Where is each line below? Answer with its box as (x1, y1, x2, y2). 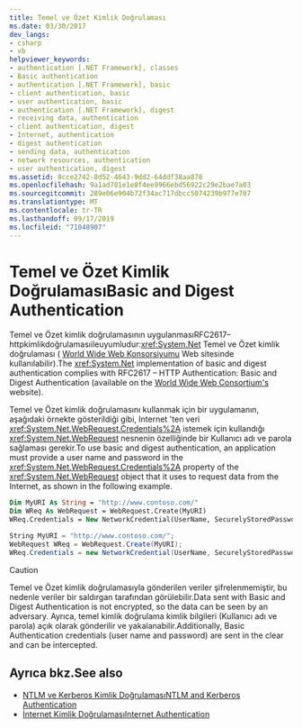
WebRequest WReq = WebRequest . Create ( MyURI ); (9, 540, 182, 549)
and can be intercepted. (9, 639, 98, 650)
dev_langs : (9, 30, 50, 39)
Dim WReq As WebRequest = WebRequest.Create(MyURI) (9, 506, 207, 516)
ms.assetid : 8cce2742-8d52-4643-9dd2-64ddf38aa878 (9, 172, 203, 181)
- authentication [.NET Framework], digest (9, 105, 175, 114)
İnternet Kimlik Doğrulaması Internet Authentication (22, 708, 210, 719)
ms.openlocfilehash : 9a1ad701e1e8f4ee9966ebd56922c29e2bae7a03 (9, 181, 252, 190)
